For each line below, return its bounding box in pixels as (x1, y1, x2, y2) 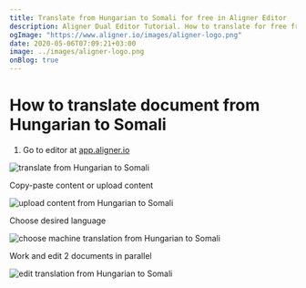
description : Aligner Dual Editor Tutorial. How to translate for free (9, 22, 287, 31)
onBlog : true (9, 56, 59, 65)
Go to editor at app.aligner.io (22, 144, 130, 155)
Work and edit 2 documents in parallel (9, 250, 152, 261)
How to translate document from (9, 95, 260, 116)
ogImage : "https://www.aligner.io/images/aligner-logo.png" (9, 30, 243, 39)
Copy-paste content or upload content (9, 180, 154, 190)
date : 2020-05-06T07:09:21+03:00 (9, 38, 137, 48)
